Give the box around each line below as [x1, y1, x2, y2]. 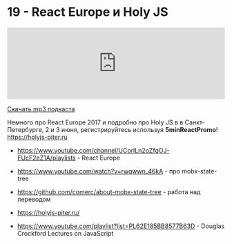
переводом [17, 195, 51, 203]
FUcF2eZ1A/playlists [17, 153, 76, 162]
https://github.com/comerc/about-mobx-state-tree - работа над [17, 187, 201, 196]
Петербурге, [7, 125, 44, 133]
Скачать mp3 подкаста [7, 104, 75, 113]
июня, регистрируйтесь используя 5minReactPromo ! [61, 125, 218, 133]
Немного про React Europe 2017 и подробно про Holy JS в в [7, 118, 184, 126]
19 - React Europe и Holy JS [7, 4, 168, 20]
